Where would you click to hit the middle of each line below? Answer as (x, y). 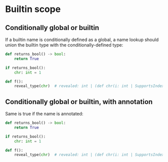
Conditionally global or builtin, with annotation (79, 102)
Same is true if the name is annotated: (44, 114)
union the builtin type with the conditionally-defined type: (64, 45)
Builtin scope (33, 9)
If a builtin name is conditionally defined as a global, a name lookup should (82, 39)
